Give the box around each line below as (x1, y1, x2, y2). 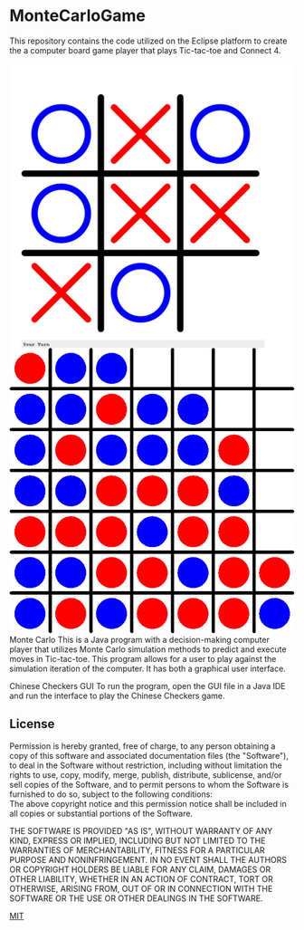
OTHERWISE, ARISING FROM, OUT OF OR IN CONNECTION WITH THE (9, 883, 273, 894)
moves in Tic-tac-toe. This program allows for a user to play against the (9, 653, 277, 664)
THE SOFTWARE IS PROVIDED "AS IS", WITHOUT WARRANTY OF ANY (9, 825, 273, 836)
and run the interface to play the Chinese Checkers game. (9, 690, 225, 701)
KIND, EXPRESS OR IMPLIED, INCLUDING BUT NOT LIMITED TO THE (9, 835, 266, 846)
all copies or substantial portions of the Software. (9, 808, 193, 819)
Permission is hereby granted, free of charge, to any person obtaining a (9, 740, 276, 752)
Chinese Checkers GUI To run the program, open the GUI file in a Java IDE (9, 680, 286, 691)
